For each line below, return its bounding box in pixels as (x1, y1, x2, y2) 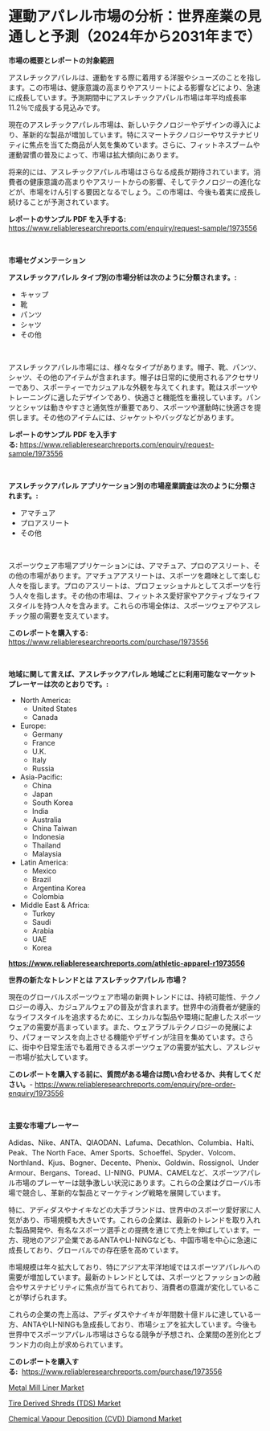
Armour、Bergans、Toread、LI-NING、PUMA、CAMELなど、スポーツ (8, 1167, 240, 1177)
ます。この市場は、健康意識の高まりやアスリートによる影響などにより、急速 (8, 82, 261, 92)
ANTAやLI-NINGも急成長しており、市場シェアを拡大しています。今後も (22, 1319, 257, 1329)
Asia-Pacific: (19, 772, 63, 782)
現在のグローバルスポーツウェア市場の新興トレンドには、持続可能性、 (8, 991, 241, 1001)
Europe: (19, 721, 47, 730)
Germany (31, 729, 63, 739)
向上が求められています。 (43, 1339, 128, 1349)
